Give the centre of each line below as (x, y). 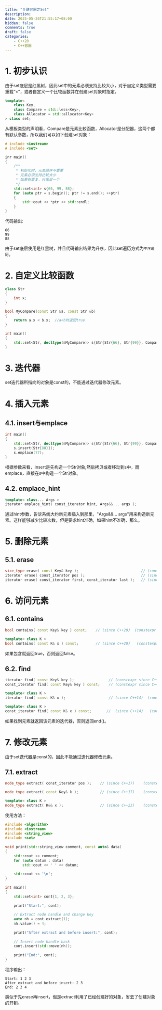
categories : (17, 37)
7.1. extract (21, 772)
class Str (15, 289)
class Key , (25, 105)
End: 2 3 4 (16, 987)
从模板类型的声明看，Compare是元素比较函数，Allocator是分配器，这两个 (78, 128)
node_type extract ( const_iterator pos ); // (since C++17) (70, 784)
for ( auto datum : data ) (39, 860)
